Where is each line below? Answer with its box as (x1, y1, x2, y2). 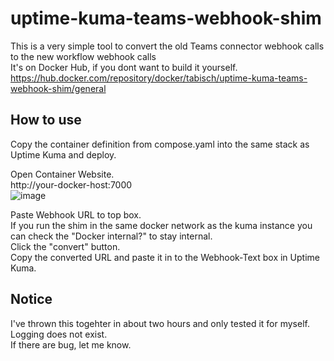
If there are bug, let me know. (10, 338, 132, 351)
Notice (10, 291, 53, 308)
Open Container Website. (10, 168, 115, 180)
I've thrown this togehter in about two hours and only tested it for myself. (10, 317, 310, 329)
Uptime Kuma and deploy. (10, 148, 117, 161)
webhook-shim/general (10, 82, 107, 94)
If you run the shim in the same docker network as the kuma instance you (10, 219, 313, 231)
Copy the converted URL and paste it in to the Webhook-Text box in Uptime (10, 251, 320, 263)
